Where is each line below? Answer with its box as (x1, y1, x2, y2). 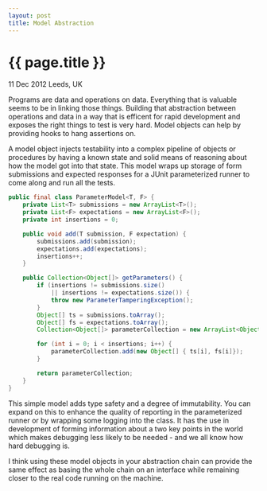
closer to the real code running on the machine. (8, 473, 164, 482)
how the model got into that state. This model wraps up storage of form (8, 161, 242, 171)
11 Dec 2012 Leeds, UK (8, 80, 83, 89)
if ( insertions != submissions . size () (37, 282, 165, 290)
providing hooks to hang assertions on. (8, 129, 137, 138)
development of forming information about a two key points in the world (8, 423, 244, 434)
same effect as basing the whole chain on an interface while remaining (8, 465, 240, 474)
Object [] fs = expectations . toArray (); (37, 318, 169, 326)
